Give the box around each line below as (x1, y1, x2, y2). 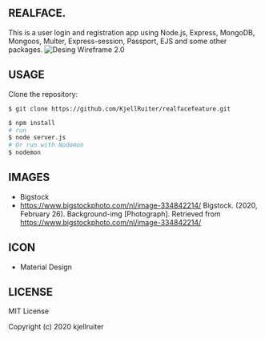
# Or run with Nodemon (8, 141, 84, 149)
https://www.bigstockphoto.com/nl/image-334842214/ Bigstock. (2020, (19, 200, 258, 210)
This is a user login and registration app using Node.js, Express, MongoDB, (8, 27, 255, 37)
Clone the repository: (8, 89, 78, 99)
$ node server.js (8, 134, 66, 142)
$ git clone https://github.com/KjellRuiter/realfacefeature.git (8, 104, 231, 113)
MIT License (8, 306, 50, 316)
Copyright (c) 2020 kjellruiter (8, 322, 104, 332)
